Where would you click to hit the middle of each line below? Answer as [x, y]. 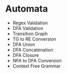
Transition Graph [30, 33]
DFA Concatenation [33, 50]
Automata [27, 9]
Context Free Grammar [37, 66]
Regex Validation [30, 23]
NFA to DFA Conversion [37, 60]
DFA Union [24, 44]
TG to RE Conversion [35, 39]
